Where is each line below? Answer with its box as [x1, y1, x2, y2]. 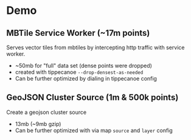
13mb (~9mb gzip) [15, 120, 61, 127]
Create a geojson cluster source [6, 108, 87, 116]
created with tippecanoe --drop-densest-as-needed [15, 68, 144, 76]
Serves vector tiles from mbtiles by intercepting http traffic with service [6, 44, 185, 51]
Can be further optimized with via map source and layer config [15, 127, 173, 134]
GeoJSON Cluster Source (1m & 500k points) [6, 92, 179, 103]
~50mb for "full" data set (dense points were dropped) [15, 62, 152, 69]
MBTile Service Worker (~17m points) [6, 28, 150, 38]
